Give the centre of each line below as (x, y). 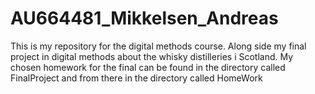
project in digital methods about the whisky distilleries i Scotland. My (152, 56)
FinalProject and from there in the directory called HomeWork (136, 78)
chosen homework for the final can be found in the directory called (148, 67)
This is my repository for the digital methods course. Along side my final (158, 46)
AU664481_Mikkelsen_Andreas (144, 18)
